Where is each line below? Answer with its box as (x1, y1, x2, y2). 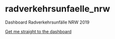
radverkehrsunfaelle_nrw (5, 3, 111, 14)
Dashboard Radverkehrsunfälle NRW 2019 (5, 19, 90, 25)
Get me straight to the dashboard (5, 28, 72, 34)
